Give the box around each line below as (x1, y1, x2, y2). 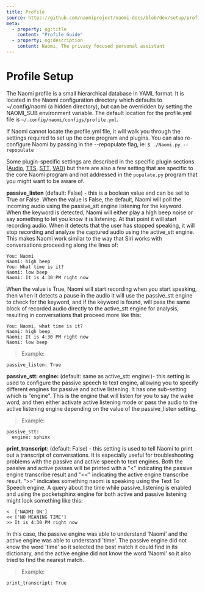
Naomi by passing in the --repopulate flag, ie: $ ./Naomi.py (32, 140, 181, 148)
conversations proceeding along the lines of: (6, 241, 119, 249)
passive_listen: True (6, 362, 62, 368)
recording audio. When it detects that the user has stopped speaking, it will (6, 222, 195, 229)
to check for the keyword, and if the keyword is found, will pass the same (6, 298, 190, 305)
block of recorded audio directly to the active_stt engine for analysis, (6, 304, 179, 312)
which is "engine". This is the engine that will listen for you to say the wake (6, 392, 194, 399)
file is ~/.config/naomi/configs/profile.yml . (6, 116, 119, 123)
